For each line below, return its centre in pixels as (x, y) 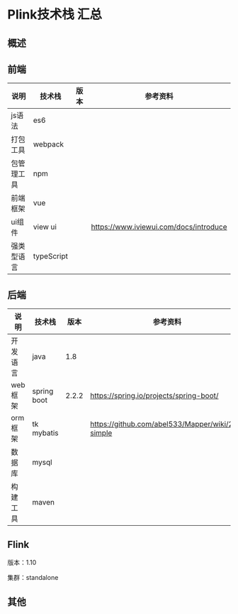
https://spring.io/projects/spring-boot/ (154, 396)
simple (101, 433)
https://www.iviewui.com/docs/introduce (159, 227)
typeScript (51, 257)
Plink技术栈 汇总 (55, 15)
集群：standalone (33, 578)
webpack (49, 144)
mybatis (45, 433)
